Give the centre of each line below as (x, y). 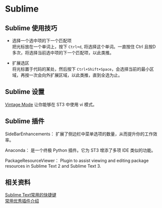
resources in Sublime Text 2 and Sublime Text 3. (53, 166)
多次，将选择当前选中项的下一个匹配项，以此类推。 (63, 53)
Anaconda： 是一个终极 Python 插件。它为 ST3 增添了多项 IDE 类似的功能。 (80, 150)
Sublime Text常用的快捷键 (31, 195)
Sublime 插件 (25, 121)
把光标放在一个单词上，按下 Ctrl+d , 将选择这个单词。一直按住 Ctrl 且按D (84, 47)
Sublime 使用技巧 (31, 28)
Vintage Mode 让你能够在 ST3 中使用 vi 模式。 (51, 104)
